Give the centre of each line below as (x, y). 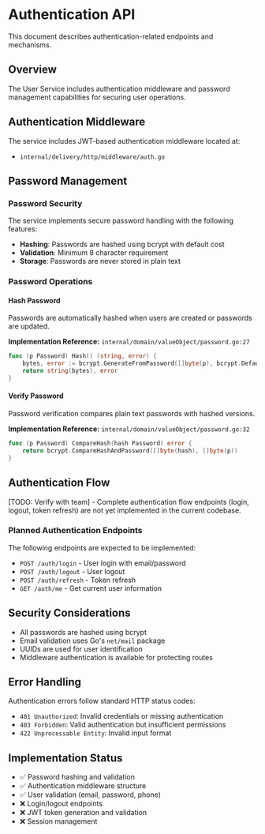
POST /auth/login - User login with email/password (103, 563)
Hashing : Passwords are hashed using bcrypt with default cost (122, 244)
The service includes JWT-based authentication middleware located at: (124, 141)
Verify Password (36, 396)
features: (23, 229)
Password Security (45, 203)
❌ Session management (58, 821)
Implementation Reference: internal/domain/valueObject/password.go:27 (129, 342)
